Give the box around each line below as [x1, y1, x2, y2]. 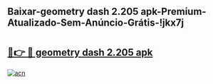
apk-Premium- [140, 6, 207, 18]
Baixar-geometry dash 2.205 [7, 6, 139, 18]
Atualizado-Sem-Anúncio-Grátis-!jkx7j [7, 17, 185, 29]
